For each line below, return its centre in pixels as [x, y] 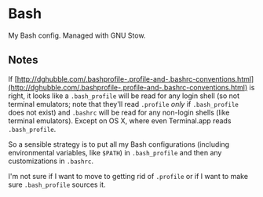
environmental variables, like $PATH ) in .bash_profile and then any [115, 152]
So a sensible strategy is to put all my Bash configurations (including [119, 144]
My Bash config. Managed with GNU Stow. [77, 35]
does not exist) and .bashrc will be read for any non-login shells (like [119, 112]
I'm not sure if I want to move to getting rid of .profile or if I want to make [128, 176]
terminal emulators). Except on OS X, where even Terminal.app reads [120, 120]
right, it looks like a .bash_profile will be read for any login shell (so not [124, 96]
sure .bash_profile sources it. [57, 184]
